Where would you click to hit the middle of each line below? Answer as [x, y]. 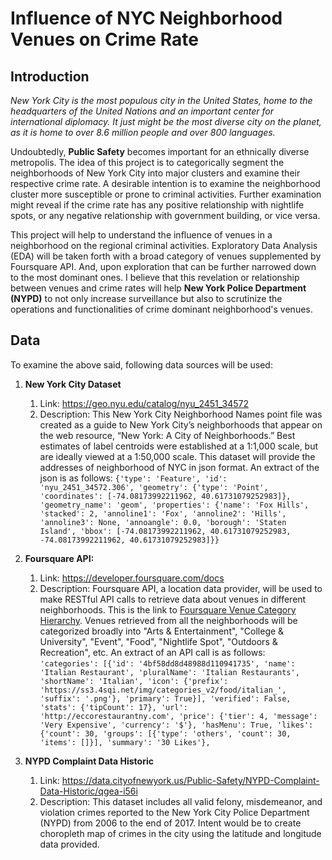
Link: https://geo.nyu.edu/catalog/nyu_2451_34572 [144, 403]
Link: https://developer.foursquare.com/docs [132, 578]
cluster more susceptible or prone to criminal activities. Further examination [166, 194]
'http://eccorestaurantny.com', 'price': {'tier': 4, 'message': [178, 716]
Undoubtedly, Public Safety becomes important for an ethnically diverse [160, 151]
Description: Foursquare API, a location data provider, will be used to [181, 588]
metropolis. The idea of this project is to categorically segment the [147, 162]
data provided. [69, 844]
